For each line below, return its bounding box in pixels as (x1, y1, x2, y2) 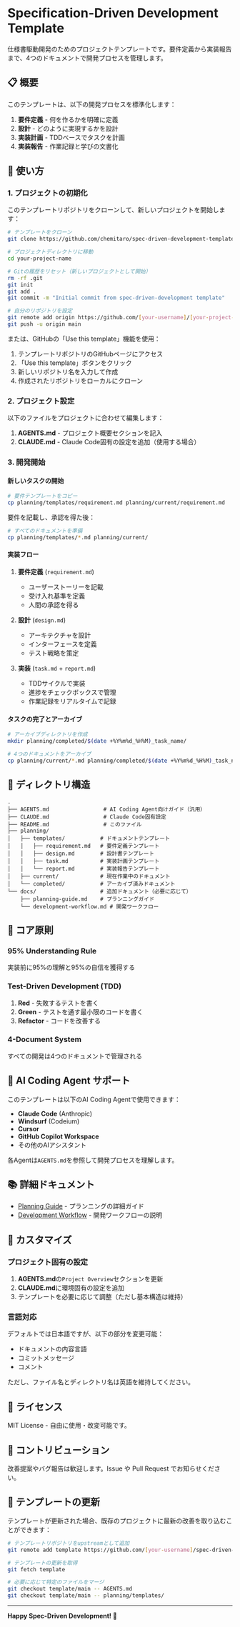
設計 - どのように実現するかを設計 (17, 124, 119, 133)
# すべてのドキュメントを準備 (7, 527, 83, 535)
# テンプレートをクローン (7, 229, 73, 236)
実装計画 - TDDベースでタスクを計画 (17, 133, 125, 141)
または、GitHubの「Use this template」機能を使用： (7, 334, 161, 343)
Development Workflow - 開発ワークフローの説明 (17, 1211, 163, 1219)
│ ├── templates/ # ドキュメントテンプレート (7, 834, 171, 842)
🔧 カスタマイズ (7, 1233, 73, 1246)
